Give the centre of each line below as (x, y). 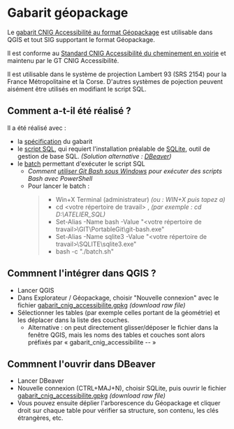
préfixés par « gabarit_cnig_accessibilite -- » (92, 342)
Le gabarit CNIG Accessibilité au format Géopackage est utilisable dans (110, 32)
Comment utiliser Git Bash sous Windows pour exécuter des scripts (125, 171)
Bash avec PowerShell (60, 178)
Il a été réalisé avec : (37, 128)
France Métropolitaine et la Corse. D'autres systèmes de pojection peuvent (115, 81)
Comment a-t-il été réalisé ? (69, 111)
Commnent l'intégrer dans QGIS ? (82, 274)
